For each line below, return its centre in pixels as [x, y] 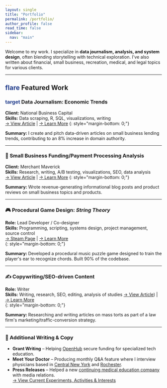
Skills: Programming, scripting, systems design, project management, [77, 228]
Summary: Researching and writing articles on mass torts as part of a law [81, 315]
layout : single [21, 10]
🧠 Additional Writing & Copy [39, 338]
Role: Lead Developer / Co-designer [42, 223]
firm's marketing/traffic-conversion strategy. [51, 320]
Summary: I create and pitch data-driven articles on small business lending [82, 133]
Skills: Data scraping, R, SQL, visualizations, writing [58, 118]
